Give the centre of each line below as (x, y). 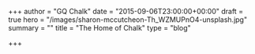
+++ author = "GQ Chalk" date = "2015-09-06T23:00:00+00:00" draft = (126, 11)
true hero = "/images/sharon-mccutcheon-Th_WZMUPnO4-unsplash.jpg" (127, 20)
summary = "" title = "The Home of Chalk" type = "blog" (99, 28)
